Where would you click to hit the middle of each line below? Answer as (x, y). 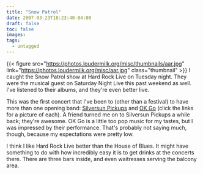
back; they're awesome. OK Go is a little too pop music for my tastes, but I (100, 121)
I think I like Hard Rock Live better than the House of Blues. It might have (98, 146)
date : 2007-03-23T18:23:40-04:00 (49, 18)
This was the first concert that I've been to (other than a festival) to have (98, 101)
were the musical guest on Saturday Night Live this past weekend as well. (99, 83)
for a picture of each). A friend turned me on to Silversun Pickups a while (98, 115)
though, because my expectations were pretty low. (70, 134)
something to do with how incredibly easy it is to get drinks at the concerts (100, 152)
